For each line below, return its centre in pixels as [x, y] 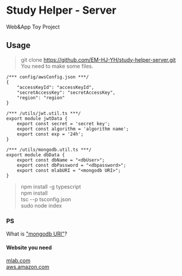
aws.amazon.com [28, 267]
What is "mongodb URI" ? [37, 234]
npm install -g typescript [51, 186]
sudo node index [41, 205]
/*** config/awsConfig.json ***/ [48, 77]
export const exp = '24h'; [50, 134]
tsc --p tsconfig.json [46, 199]
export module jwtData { [37, 118]
